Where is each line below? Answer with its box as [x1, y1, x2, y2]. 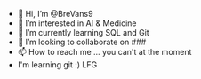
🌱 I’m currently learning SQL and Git [17, 28, 149, 37]
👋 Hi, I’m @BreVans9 [17, 9, 93, 19]
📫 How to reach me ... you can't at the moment [17, 47, 192, 57]
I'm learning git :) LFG [17, 59, 98, 70]
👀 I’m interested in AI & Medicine [17, 18, 137, 28]
